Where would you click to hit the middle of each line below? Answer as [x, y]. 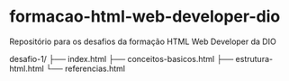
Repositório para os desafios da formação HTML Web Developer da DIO [143, 41]
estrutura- [254, 58]
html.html [27, 68]
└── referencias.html [86, 68]
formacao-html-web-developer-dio [145, 17]
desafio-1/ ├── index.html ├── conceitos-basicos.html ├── [122, 58]
